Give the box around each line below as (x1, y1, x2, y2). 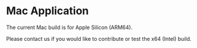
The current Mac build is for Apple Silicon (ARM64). (6, 24, 133, 31)
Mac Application (6, 4, 89, 18)
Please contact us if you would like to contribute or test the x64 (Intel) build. (6, 35, 192, 42)
